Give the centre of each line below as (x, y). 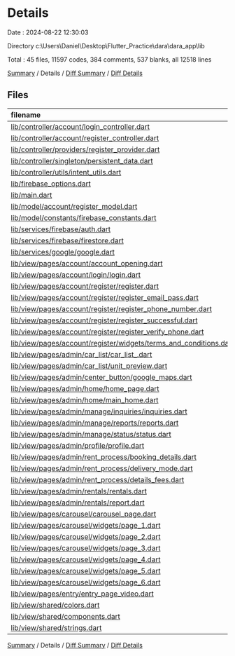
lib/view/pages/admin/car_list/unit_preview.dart (89, 366)
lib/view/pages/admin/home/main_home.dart (85, 399)
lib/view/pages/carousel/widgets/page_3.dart (86, 548)
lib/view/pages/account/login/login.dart (76, 275)
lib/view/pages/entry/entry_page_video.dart (82, 594)
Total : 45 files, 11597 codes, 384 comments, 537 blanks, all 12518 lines (109, 59)
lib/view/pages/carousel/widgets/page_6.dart (86, 582)
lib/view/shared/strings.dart (56, 627)
